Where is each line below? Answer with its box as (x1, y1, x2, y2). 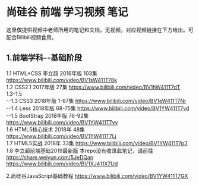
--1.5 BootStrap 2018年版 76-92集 (6, 112, 89, 119)
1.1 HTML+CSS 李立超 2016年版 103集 (6, 70, 98, 77)
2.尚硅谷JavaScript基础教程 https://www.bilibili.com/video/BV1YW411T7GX (6, 172, 188, 179)
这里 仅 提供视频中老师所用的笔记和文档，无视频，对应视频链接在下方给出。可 (6, 26, 194, 33)
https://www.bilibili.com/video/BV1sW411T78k (6, 76, 118, 83)
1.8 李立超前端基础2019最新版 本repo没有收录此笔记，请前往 (6, 147, 153, 154)
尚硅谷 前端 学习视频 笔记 (6, 5, 128, 19)
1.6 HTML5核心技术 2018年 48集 (6, 126, 85, 133)
